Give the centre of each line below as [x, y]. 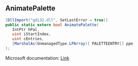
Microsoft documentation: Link [37, 58]
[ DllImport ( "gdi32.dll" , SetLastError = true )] [57, 20]
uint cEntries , [28, 39]
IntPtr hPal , [26, 29]
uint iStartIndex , [32, 34]
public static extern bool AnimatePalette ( [52, 25]
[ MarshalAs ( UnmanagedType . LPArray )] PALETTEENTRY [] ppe [73, 44]
